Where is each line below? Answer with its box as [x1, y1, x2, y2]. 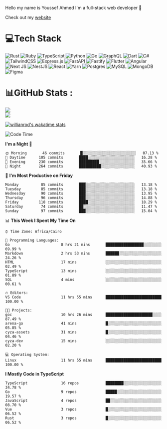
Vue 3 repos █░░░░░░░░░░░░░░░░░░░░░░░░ [5, 406, 162, 412]
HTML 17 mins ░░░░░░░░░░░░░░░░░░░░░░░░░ [5, 259, 162, 264]
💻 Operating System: [5, 352, 50, 357]
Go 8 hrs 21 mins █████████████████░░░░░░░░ [5, 242, 162, 247]
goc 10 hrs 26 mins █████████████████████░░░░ [5, 312, 162, 317]
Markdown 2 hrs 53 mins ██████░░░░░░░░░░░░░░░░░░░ [5, 250, 162, 256]
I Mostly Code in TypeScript [5, 370, 64, 377]
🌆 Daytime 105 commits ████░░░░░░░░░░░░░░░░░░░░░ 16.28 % [5, 155, 157, 160]
